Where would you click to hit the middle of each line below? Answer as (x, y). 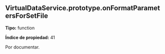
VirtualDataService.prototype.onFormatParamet (83, 8)
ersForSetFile (27, 16)
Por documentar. (23, 47)
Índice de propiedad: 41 (30, 37)
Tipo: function (20, 28)
